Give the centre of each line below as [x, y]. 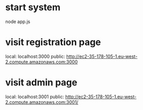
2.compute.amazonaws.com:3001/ [42, 102]
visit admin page [42, 83]
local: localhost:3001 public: [35, 97]
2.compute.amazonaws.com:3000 [42, 62]
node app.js [18, 21]
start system [33, 7]
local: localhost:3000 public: [35, 56]
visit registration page [53, 42]
